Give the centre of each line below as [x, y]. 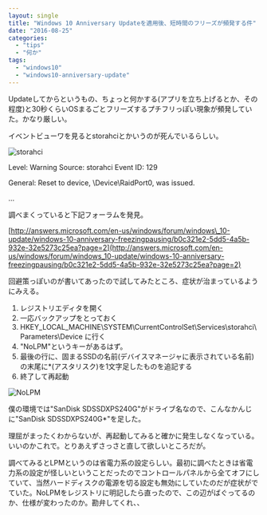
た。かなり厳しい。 [40, 119]
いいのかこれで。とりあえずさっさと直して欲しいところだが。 [109, 446]
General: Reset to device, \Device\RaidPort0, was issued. [102, 182]
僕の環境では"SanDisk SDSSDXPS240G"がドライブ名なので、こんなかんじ [130, 409]
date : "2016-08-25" [41, 30]
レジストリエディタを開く [61, 307]
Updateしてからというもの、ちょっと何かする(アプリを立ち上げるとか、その [133, 99]
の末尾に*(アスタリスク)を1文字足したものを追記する [106, 366]
